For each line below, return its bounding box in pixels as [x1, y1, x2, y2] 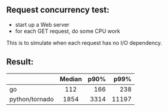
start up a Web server [15, 21, 70, 28]
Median [59, 75, 82, 83]
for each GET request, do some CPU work [15, 27, 120, 35]
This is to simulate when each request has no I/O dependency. [6, 39, 163, 46]
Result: [6, 57, 34, 67]
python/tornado [9, 95, 54, 103]
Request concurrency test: [6, 5, 110, 15]
